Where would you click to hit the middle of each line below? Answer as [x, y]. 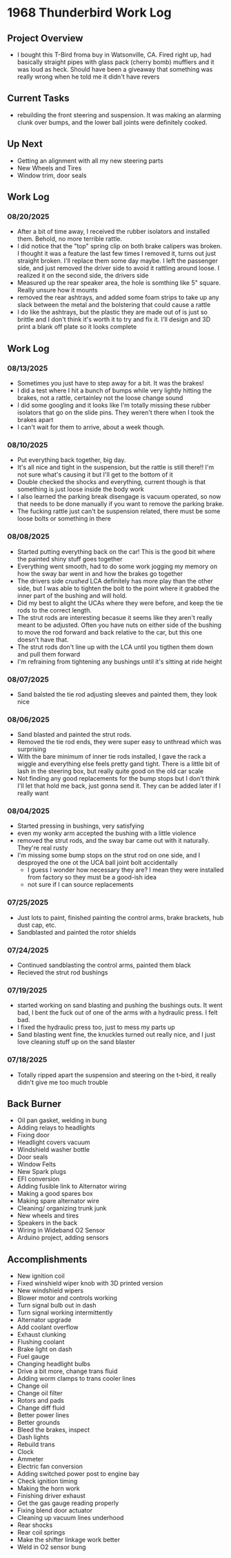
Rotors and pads [40, 1401]
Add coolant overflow [48, 1327]
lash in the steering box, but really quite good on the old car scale [110, 771]
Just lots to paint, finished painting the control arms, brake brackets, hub [120, 917]
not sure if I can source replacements [80, 885]
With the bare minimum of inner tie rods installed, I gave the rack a [111, 757]
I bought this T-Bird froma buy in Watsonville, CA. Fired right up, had [114, 54]
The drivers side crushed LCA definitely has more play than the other [115, 581]
